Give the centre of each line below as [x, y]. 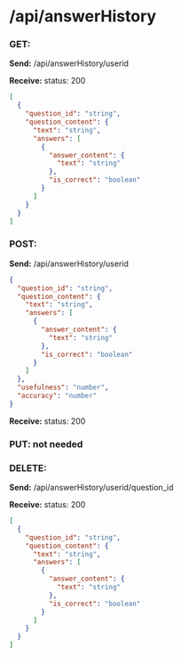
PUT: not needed [46, 444]
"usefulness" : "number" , [63, 388]
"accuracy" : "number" [57, 396]
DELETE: [28, 467]
